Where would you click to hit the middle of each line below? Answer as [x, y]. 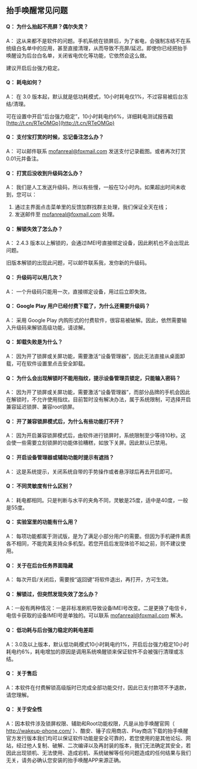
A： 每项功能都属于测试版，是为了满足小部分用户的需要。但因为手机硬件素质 [98, 536]
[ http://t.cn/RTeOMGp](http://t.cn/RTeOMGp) [60, 123]
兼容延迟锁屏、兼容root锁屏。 [42, 407]
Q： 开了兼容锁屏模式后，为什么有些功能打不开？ [65, 421]
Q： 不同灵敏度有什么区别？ [40, 486]
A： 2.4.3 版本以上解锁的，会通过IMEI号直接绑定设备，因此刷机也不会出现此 [98, 243]
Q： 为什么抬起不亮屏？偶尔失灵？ [47, 26]
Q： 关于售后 [22, 673]
